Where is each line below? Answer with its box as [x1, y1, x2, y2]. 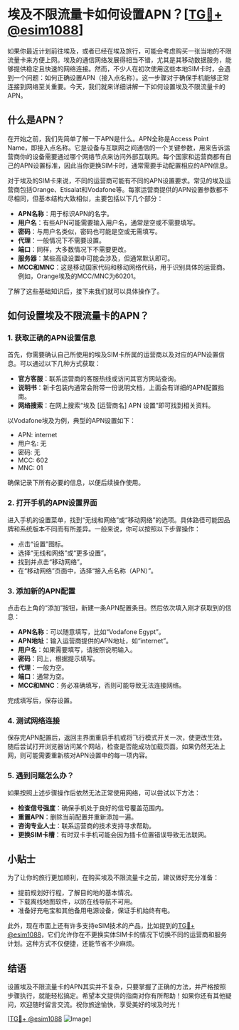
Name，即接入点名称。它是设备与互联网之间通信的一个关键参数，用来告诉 [7, 143, 224, 152]
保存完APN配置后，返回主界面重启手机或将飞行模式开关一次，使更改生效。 [7, 733, 226, 742]
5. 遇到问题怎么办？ [7, 771, 75, 781]
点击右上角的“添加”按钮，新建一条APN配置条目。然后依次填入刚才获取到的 [7, 603, 225, 612]
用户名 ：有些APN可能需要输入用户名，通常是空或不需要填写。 [17, 218, 199, 227]
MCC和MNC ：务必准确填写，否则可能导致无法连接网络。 [17, 681, 186, 690]
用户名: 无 [17, 439, 47, 448]
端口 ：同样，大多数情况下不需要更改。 [17, 245, 130, 253]
